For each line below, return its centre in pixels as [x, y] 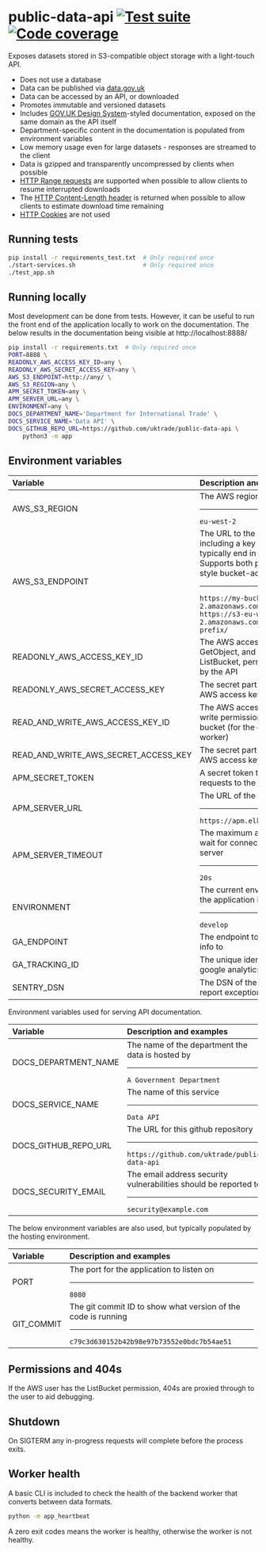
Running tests [44, 239]
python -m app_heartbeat [49, 1516]
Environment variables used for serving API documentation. [105, 1012]
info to [211, 947]
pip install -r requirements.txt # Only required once [102, 348]
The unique [220, 960]
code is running [99, 1316]
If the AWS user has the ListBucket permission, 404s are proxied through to [131, 1389]
